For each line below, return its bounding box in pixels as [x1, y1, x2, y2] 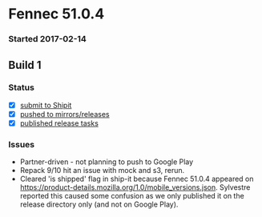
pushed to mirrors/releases [19, 109, 110, 119]
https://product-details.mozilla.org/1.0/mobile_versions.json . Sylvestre [19, 183, 251, 192]
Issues [8, 139, 35, 150]
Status [8, 82, 34, 93]
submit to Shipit [19, 100, 72, 110]
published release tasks [19, 118, 99, 128]
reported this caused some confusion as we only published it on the [19, 191, 244, 201]
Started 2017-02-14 [8, 34, 87, 45]
